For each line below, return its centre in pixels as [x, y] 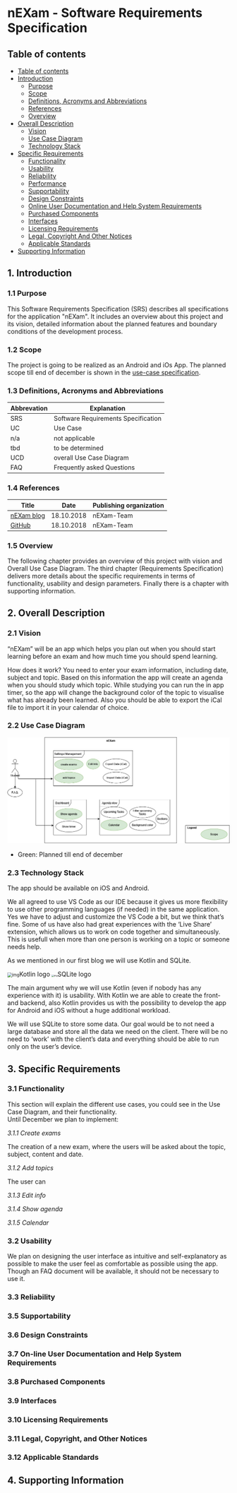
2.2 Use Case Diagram [47, 725]
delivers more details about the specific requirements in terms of [101, 576]
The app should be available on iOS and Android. [78, 888]
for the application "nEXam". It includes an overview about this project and [115, 316]
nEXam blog [28, 515]
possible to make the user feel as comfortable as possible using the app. [113, 1264]
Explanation [108, 408]
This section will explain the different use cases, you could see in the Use [114, 1104]
